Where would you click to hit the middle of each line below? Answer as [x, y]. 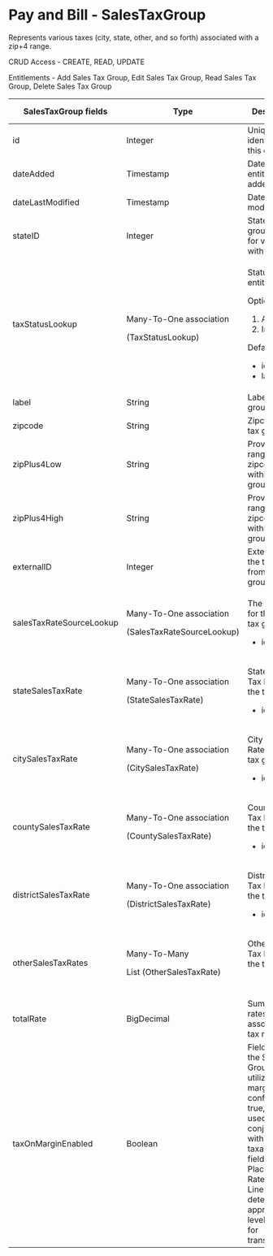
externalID [32, 566]
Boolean [142, 1143]
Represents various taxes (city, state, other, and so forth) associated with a [134, 37]
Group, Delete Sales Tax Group [60, 86]
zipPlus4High [38, 518]
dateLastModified [46, 202]
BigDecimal [148, 1019]
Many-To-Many [158, 954]
